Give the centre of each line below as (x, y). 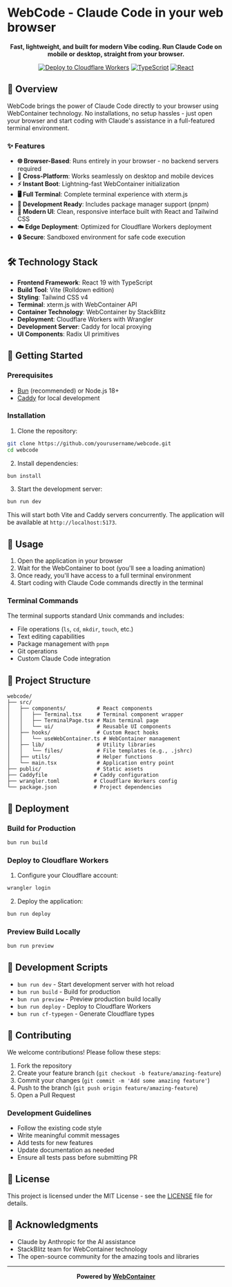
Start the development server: (60, 489)
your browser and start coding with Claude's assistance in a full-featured (111, 120)
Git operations (37, 651)
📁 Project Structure (49, 680)
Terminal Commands (43, 601)
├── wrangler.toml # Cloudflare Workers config (92, 781)
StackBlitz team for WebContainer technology (82, 1249)
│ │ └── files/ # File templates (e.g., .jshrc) (100, 751)
